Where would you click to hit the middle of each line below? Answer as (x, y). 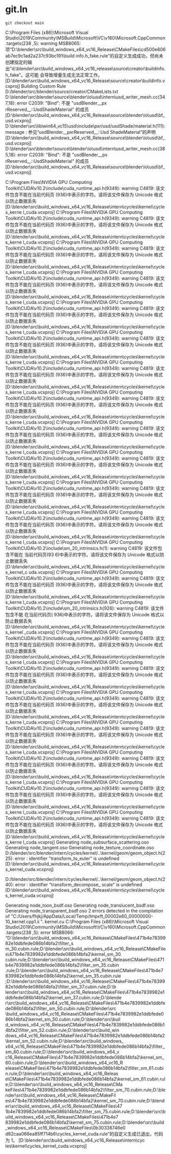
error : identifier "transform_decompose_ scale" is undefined (79, 884)
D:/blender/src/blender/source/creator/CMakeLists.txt (62, 91)
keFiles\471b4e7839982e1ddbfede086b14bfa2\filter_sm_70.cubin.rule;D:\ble (85, 1090)
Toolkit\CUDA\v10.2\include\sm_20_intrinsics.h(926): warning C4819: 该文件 (85, 608)
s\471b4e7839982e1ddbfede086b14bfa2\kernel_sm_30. (64, 954)
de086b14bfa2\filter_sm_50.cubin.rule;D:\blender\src (61, 1008)
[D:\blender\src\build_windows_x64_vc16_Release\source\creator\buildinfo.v (85, 81)
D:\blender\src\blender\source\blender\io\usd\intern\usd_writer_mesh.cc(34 (85, 97)
